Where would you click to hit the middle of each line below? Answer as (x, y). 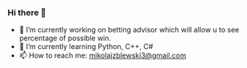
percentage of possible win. (65, 38)
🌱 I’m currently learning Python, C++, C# (86, 47)
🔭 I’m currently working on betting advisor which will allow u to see (129, 30)
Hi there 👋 (27, 13)
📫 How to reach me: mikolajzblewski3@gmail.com (103, 55)
